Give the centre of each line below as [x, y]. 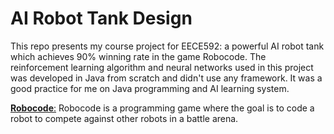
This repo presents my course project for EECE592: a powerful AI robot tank [167, 46]
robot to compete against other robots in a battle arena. [124, 118]
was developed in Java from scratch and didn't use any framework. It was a [166, 78]
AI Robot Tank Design [101, 18]
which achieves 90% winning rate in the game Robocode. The [138, 56]
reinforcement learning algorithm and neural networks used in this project [162, 67]
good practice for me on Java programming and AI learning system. [150, 88]
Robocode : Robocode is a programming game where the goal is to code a [162, 108]
